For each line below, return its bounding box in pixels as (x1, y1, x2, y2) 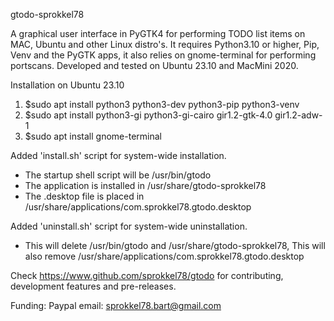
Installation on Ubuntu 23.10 (10, 79, 125, 91)
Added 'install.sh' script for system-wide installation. (10, 150, 227, 161)
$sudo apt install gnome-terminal (24, 130, 162, 142)
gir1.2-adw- (274, 109, 323, 121)
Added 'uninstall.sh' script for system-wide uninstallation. (10, 220, 248, 232)
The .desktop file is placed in (24, 190, 145, 202)
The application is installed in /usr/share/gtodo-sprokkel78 (24, 180, 267, 191)
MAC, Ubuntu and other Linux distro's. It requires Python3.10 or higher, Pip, (10, 39, 320, 50)
